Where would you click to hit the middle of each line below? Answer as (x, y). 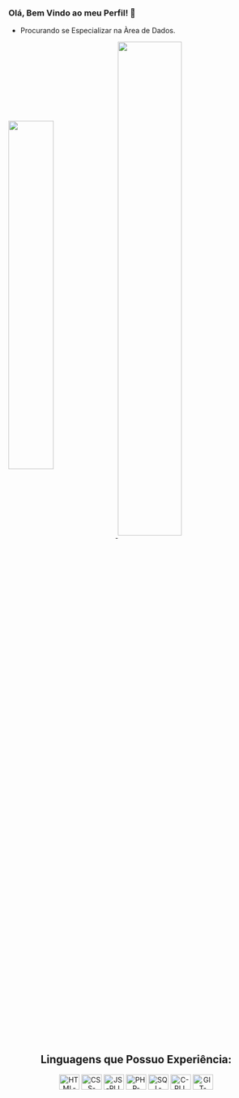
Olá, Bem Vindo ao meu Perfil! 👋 (72, 13)
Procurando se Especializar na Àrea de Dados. (98, 31)
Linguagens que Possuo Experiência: (136, 1060)
